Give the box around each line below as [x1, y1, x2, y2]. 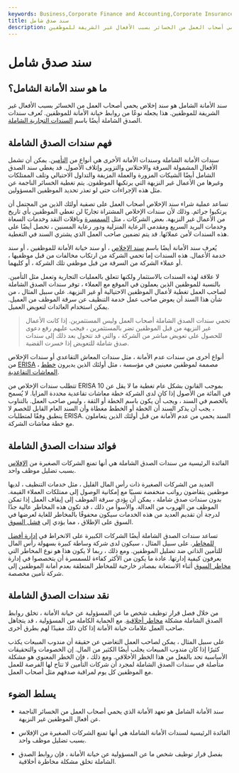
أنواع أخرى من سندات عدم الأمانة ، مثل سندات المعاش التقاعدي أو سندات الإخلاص [8, 353, 224, 361]
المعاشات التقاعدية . [8, 368, 60, 376]
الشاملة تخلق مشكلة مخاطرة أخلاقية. [18, 757, 116, 765]
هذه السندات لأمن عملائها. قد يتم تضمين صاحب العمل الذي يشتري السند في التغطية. [8, 230, 229, 239]
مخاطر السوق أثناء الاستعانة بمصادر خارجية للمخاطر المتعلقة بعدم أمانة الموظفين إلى [8, 561, 231, 570]
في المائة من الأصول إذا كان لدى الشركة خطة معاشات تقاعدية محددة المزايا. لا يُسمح [8, 389, 231, 398]
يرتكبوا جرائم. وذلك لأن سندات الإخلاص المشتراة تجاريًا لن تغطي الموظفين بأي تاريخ [8, 207, 228, 216]
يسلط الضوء [8, 688, 56, 700]
